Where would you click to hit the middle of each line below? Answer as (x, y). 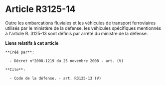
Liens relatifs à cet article (32, 43)
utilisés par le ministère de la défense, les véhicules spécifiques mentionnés (83, 28)
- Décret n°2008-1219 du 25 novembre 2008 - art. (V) (67, 61)
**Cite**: (15, 70)
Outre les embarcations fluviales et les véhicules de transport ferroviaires (81, 23)
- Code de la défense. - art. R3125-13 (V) (55, 78)
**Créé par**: (20, 52)
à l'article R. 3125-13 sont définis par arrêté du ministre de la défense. (77, 33)
